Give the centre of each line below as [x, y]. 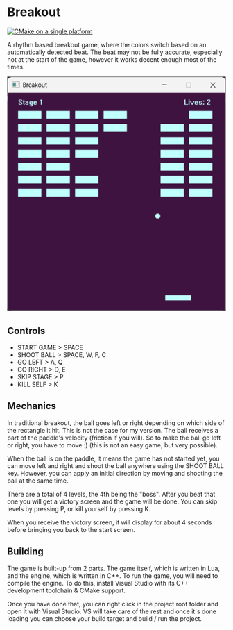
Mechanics [32, 406]
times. [16, 67]
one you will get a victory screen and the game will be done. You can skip [112, 501]
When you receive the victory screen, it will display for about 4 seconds [110, 522]
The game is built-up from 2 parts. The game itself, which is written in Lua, [114, 568]
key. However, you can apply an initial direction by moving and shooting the [115, 473]
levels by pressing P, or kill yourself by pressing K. [79, 508]
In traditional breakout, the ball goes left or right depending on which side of [116, 423]
